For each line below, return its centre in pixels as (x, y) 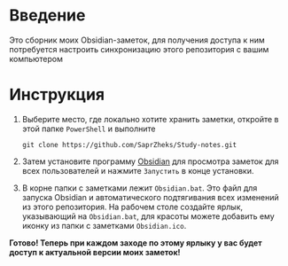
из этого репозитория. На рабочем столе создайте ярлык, (132, 207)
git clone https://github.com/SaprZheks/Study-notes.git (129, 145)
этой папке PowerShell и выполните (89, 129)
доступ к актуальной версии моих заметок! (95, 252)
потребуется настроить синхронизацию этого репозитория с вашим (139, 49)
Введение (47, 16)
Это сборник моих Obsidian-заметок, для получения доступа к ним (137, 40)
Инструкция (57, 95)
